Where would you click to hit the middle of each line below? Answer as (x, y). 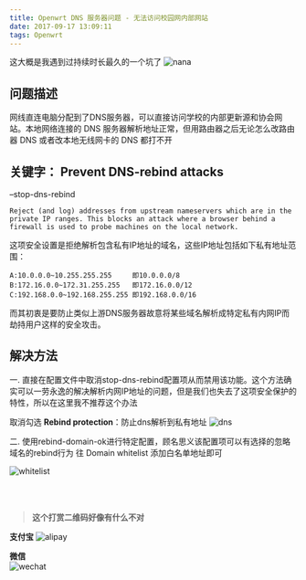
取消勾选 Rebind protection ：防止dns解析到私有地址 (108, 422)
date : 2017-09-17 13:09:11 (61, 26)
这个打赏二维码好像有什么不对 (88, 517)
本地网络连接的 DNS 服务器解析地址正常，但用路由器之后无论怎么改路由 (160, 129)
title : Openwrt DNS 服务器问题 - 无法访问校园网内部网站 (109, 18)
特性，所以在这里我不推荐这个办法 (74, 402)
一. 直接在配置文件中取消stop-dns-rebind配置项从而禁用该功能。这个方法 (147, 379)
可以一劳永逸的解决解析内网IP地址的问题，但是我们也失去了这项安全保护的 (157, 391)
